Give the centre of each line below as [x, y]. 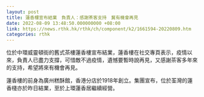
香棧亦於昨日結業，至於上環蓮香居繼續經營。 [62, 88]
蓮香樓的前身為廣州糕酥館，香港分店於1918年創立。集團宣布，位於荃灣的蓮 [100, 81]
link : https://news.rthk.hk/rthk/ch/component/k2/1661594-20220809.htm [99, 29]
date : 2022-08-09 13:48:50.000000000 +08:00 [63, 23]
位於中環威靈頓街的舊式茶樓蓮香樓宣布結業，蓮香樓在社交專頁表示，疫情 [97, 53]
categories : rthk [28, 35]
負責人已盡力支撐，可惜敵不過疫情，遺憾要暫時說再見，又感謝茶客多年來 [107, 60]
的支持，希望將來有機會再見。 [43, 68]
